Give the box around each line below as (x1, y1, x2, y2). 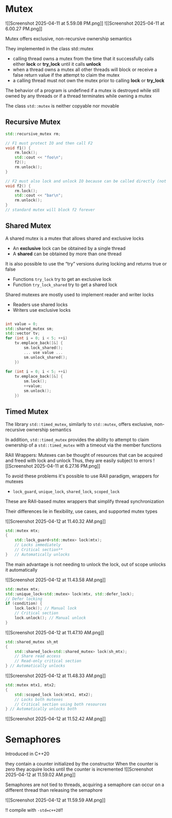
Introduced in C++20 (5, 751, 50, 757)
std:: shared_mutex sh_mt (5, 639, 59, 645)
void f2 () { (5, 183, 31, 188)
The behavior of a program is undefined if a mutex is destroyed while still (5, 87, 160, 93)
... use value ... (24, 350, 63, 355)
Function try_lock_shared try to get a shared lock (12, 281, 118, 288)
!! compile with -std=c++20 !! (5, 807, 63, 813)
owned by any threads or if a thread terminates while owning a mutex (5, 93, 152, 99)
